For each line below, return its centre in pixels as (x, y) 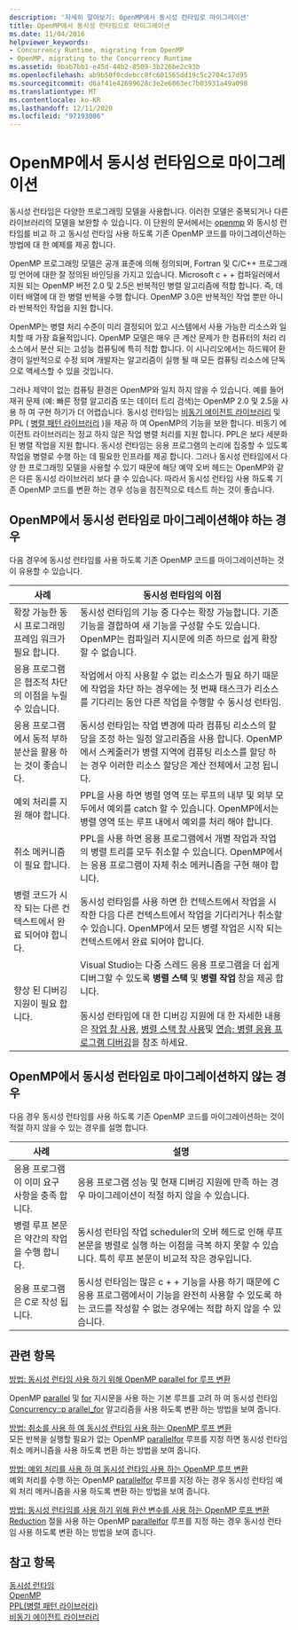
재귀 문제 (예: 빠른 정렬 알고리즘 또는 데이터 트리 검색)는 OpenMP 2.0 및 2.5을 (144, 401)
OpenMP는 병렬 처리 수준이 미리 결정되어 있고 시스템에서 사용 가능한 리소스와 (143, 327)
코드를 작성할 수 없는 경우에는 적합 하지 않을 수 (180, 1308)
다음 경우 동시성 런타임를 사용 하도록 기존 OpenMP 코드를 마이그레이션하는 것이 (147, 1116)
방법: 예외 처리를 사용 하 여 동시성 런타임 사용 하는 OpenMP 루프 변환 (129, 1469)
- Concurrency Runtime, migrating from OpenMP (97, 51)
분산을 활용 (35, 752)
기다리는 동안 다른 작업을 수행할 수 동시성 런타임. (186, 701)
